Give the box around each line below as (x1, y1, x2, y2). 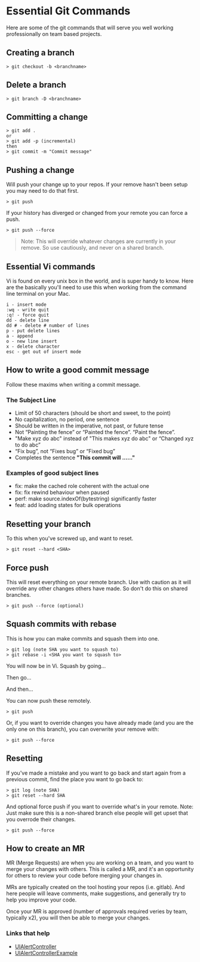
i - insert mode (6, 302, 47, 308)
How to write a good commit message (6, 365, 150, 375)
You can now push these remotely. (6, 697, 91, 704)
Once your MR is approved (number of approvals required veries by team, (6, 908, 188, 915)
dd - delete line (6, 317, 50, 323)
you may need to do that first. (6, 187, 79, 195)
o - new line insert (6, 338, 58, 344)
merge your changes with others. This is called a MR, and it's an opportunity (6, 866, 194, 873)
